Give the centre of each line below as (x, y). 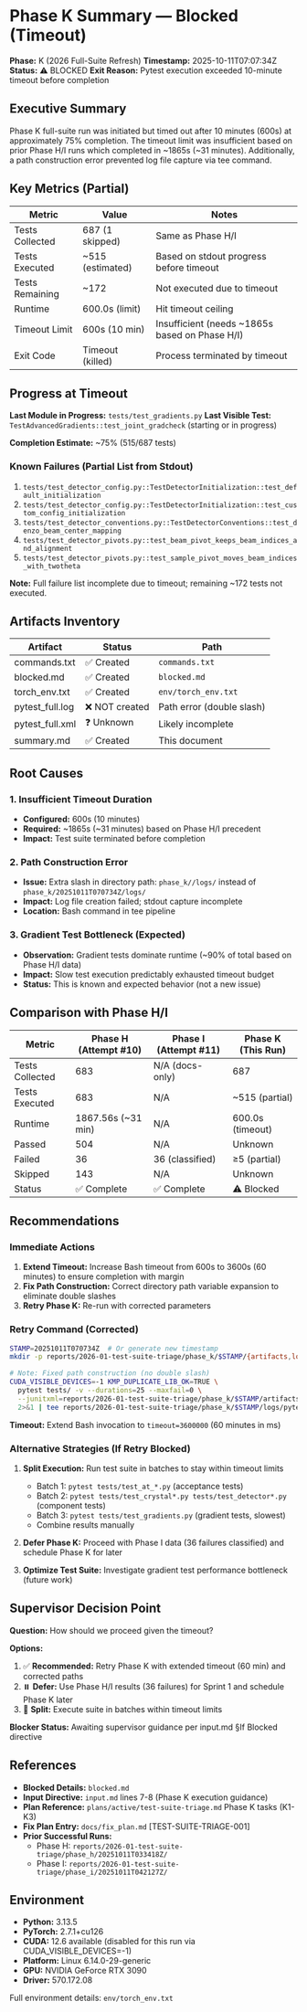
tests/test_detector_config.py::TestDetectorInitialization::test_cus (160, 505)
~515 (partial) (263, 1097)
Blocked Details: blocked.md (76, 1787)
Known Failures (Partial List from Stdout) (101, 467)
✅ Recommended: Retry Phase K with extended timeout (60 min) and (154, 1666)
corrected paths (53, 1676)
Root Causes (47, 773)
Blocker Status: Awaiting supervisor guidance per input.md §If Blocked (143, 1727)
